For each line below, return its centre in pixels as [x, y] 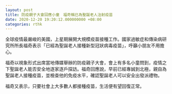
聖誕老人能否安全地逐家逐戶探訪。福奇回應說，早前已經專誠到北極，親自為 [88, 69]
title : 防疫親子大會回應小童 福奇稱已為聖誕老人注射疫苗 [59, 15]
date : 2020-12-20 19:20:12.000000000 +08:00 [53, 19]
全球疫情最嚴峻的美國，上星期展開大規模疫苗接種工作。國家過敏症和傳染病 [84, 39]
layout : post [19, 10]
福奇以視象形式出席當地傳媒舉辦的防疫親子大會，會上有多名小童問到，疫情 [84, 63]
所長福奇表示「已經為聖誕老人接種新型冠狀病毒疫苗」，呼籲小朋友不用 [87, 46]
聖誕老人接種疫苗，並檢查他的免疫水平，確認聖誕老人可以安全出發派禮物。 [84, 75]
